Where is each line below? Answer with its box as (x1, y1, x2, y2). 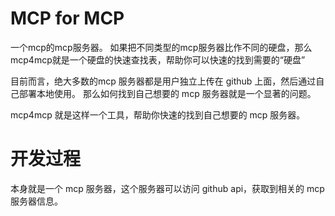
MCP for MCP (10, 7, 125, 30)
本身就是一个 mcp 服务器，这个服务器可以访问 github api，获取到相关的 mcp (10, 182, 325, 194)
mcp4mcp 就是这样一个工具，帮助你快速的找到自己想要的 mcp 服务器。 (10, 108, 306, 121)
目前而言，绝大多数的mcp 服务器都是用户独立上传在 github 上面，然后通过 (10, 75, 317, 87)
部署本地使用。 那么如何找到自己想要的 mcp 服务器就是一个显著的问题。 (18, 87, 317, 99)
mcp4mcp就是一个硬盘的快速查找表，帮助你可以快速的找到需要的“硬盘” (10, 53, 306, 66)
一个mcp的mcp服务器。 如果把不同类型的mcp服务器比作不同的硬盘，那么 (10, 41, 313, 53)
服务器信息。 (10, 195, 63, 207)
